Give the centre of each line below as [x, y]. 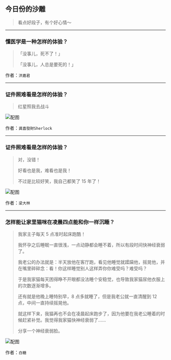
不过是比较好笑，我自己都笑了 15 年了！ [59, 181]
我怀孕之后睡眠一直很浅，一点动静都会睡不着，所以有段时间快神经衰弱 [91, 245]
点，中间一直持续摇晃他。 [45, 303]
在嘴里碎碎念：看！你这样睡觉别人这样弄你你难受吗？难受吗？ [82, 268]
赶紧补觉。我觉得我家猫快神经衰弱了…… [64, 320]
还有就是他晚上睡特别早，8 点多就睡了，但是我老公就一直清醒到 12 [87, 296]
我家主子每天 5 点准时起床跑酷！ [51, 234]
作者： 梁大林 [18, 203]
